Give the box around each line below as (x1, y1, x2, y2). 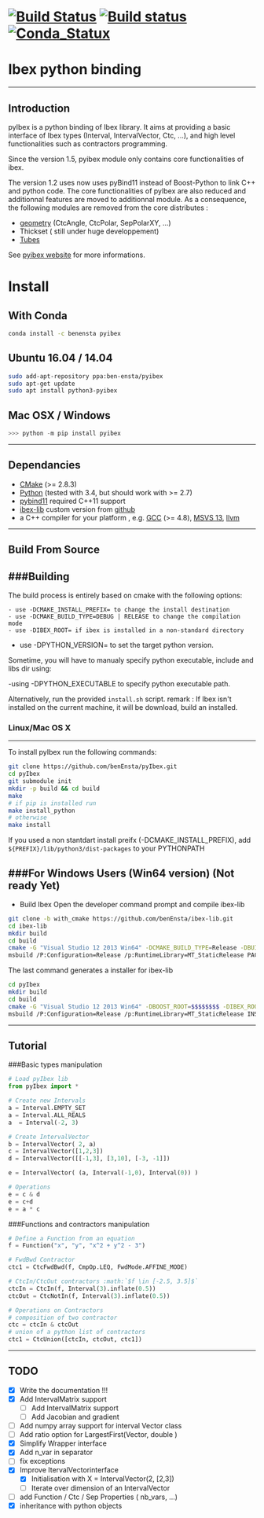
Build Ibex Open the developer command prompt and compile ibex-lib (19, 899, 245, 909)
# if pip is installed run (8, 799, 97, 807)
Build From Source (8, 543, 101, 557)
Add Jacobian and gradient (31, 1412, 119, 1421)
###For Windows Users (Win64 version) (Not (8, 866, 235, 880)
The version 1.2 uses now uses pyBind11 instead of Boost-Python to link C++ (8, 178, 256, 187)
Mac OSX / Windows (8, 409, 112, 422)
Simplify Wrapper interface (19, 1439, 108, 1448)
